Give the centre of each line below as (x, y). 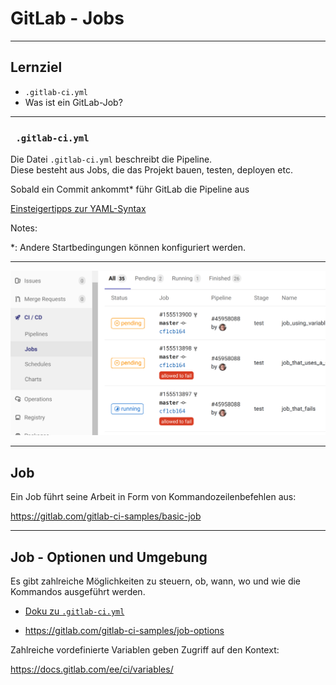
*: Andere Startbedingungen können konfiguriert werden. (128, 248)
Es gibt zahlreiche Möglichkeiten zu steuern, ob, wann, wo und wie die (156, 581)
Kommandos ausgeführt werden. (78, 591)
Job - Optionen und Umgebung (109, 557)
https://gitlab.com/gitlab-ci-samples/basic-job (106, 516)
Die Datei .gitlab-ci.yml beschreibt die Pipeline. (111, 159)
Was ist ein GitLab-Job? (73, 102)
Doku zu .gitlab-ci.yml (74, 611)
